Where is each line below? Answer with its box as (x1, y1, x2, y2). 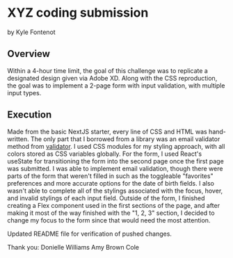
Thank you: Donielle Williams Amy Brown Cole (7, 243, 140, 251)
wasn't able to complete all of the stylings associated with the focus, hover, (7, 186, 223, 195)
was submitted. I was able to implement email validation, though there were (7, 164, 223, 172)
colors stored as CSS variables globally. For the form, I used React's (7, 150, 202, 158)
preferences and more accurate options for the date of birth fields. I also (7, 179, 214, 187)
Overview (7, 48, 51, 60)
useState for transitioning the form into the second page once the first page (7, 156, 224, 165)
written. (7, 134, 29, 143)
